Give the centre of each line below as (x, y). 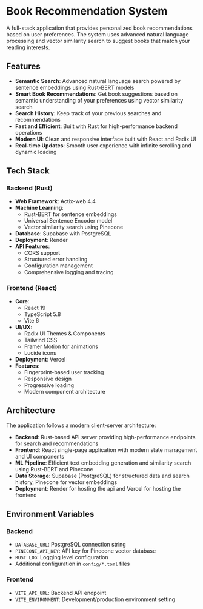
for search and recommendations (57, 443)
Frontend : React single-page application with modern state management (106, 449)
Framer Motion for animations (61, 346)
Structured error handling (56, 260)
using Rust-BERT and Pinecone (54, 469)
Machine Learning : (39, 208)
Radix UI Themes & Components (65, 333)
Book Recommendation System (87, 11)
